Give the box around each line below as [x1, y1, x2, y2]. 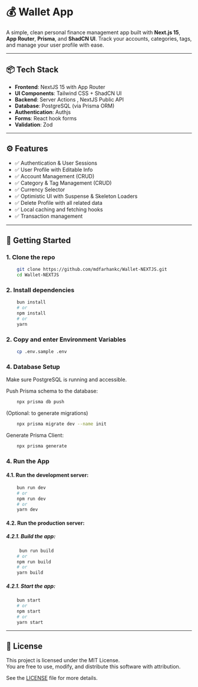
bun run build [19, 548, 54, 554]
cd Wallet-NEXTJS [16, 272, 60, 278]
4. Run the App [6, 457, 50, 465]
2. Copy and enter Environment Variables [6, 335, 127, 343]
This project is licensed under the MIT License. [6, 657, 120, 664]
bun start [16, 597, 41, 603]
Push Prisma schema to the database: [6, 388, 98, 395]
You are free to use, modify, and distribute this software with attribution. [6, 663, 181, 670]
